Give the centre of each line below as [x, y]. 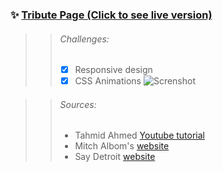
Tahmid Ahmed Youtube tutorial [139, 135]
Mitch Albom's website [122, 146]
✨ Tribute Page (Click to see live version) [111, 15]
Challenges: [84, 39]
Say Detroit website [115, 157]
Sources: [78, 104]
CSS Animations [108, 81]
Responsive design [113, 70]
